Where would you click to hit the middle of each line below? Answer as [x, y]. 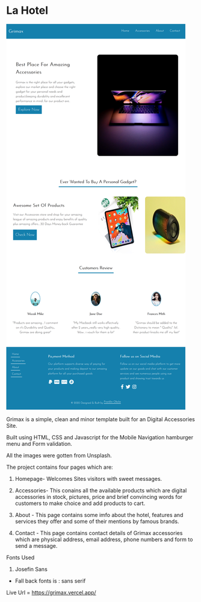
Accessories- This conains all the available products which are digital [101, 490]
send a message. [36, 545]
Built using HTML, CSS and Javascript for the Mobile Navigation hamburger [100, 437]
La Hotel [27, 11]
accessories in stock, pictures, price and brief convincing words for [99, 497]
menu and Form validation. [39, 444]
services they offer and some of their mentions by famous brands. [97, 521]
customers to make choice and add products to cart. [80, 503]
